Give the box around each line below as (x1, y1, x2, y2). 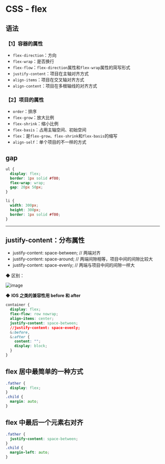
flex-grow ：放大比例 (12, 114, 54, 121)
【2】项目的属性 (5, 96, 44, 103)
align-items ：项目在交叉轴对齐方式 (12, 77, 85, 82)
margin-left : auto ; (10, 450, 50, 455)
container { (5, 302, 30, 307)
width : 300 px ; (10, 203, 39, 208)
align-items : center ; (10, 316, 54, 321)
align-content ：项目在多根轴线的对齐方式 (12, 82, 97, 89)
